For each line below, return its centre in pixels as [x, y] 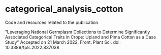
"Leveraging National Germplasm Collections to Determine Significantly [78, 32]
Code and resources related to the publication [52, 22]
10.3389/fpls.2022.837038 [32, 47]
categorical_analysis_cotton [64, 9]
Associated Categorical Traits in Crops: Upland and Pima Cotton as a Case [80, 37]
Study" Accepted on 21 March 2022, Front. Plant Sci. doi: [63, 42]
